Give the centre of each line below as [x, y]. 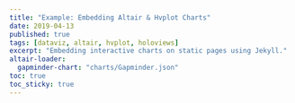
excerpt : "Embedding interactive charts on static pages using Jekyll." [148, 51]
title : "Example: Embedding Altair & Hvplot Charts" [110, 17]
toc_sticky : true [42, 84]
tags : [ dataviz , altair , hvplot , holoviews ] [94, 43]
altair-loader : [38, 59]
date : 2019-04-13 [42, 26]
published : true [40, 34]
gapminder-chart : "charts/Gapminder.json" [98, 68]
